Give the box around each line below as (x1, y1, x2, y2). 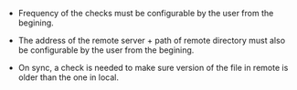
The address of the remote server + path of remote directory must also (17, 35, 286, 45)
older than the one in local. (17, 72, 119, 83)
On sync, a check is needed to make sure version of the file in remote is (17, 63, 289, 73)
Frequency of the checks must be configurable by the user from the (17, 8, 274, 18)
